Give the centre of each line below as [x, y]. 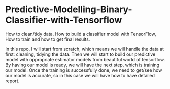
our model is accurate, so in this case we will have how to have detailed [80, 75]
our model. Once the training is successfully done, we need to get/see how [84, 70]
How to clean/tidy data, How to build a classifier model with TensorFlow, [81, 34]
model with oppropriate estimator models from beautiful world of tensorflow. [85, 59]
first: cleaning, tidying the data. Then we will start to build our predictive [80, 54]
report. [12, 81]
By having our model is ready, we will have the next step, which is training [82, 65]
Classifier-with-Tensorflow [64, 20]
